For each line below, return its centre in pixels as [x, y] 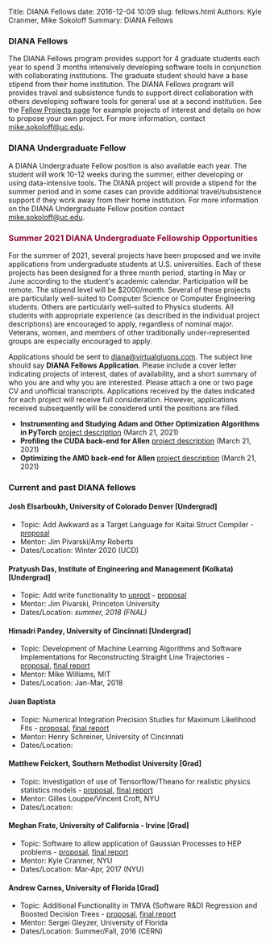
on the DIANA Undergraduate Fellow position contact [96, 208]
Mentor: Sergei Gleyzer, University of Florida [94, 923]
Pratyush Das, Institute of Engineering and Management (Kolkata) [121, 568]
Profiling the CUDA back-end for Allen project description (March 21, [135, 441]
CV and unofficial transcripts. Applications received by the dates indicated [132, 391]
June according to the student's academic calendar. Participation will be [128, 281]
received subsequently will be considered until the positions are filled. [124, 408]
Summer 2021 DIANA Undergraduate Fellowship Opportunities [133, 238]
